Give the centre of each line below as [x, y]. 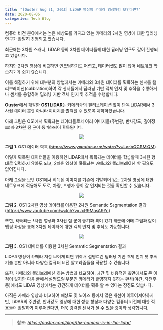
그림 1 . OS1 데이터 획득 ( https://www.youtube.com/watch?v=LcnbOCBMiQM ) [81, 147]
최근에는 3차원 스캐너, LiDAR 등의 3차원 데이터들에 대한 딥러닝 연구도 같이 [75, 50]
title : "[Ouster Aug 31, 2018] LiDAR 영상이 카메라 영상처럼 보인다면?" [73, 9]
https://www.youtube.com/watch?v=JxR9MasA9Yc [57, 211]
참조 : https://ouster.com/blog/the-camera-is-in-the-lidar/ [74, 323]
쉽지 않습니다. [35, 72]
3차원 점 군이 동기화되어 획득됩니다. [49, 128]
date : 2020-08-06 [23, 14]
